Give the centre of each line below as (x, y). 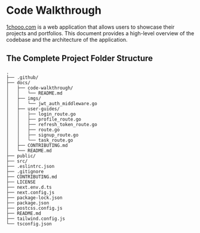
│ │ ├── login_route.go (41, 114)
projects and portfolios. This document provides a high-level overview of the (100, 33)
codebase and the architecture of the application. (67, 39)
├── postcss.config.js (34, 208)
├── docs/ (19, 82)
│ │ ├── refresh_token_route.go (52, 124)
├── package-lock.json (34, 198)
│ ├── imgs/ (24, 98)
